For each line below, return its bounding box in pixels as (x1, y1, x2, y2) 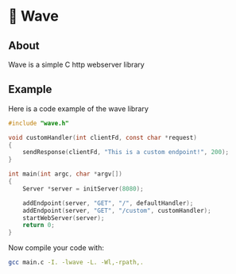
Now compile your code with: (8, 243, 105, 253)
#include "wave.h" (8, 119, 69, 127)
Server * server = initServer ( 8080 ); (22, 184, 145, 193)
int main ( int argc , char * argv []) (8, 170, 123, 178)
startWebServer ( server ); (22, 214, 105, 222)
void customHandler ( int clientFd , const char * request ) (8, 133, 197, 141)
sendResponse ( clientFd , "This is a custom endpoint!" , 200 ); (22, 149, 229, 156)
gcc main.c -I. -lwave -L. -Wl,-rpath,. (8, 258, 145, 267)
